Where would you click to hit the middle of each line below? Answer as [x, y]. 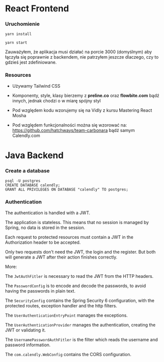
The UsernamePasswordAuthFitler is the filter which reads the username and [82, 339]
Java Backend [34, 155]
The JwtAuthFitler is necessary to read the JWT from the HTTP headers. [79, 276]
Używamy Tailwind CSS [36, 86]
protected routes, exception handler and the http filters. [61, 305]
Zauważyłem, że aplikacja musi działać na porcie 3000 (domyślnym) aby [79, 52]
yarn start [16, 43]
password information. [28, 345]
